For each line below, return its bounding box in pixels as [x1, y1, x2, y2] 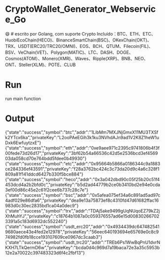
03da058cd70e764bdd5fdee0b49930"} [5, 155, 87, 161]
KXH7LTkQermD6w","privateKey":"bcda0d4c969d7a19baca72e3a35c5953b [5, 244, 160, 250]
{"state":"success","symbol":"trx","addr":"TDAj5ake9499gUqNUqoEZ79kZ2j [5, 208, 160, 214]
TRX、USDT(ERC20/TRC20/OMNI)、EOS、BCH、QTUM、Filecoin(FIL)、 [5, 43, 154, 49]
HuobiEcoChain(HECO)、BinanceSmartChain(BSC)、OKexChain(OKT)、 [5, 37, 152, 43]
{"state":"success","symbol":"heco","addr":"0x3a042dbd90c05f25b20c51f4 [5, 176, 160, 182]
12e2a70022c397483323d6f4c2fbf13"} [5, 250, 85, 256]
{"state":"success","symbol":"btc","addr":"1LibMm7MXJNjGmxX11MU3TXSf [5, 129, 159, 135]
